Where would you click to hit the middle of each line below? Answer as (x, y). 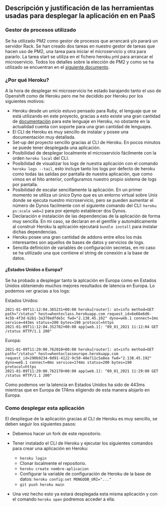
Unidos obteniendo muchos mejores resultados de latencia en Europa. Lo (80, 286)
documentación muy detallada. (44, 137)
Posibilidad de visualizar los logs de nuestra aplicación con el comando (85, 163)
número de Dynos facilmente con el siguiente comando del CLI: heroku (84, 205)
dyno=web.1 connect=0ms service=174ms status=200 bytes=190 (69, 363)
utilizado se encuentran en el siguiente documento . (57, 67)
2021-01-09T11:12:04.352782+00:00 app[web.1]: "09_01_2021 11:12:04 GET (82, 327)
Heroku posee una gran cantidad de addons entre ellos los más (77, 237)
